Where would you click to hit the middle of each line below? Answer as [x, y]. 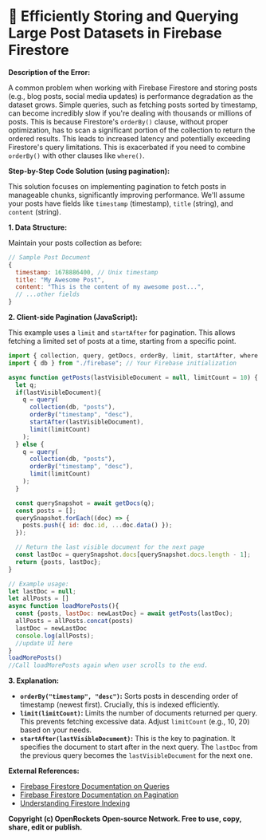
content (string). [35, 211]
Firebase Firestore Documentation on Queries [94, 787]
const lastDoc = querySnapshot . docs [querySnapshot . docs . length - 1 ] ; [133, 555]
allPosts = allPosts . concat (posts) [74, 621]
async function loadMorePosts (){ [64, 606]
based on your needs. [56, 730]
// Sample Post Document [49, 257]
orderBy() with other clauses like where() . [76, 156]
